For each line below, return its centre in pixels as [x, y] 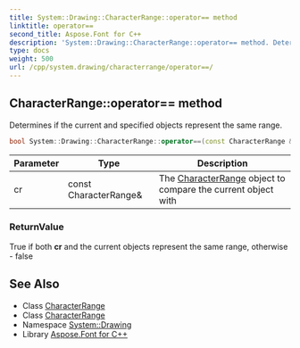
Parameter [37, 163]
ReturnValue [37, 227]
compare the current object [216, 189]
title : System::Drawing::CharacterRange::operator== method [124, 17]
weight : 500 [31, 59]
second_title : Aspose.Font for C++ [75, 34]
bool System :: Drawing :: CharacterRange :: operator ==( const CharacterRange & [151, 141]
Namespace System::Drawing [77, 324]
